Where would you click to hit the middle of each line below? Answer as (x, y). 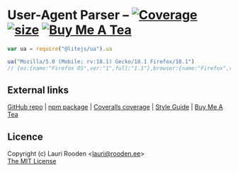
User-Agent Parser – (68, 15)
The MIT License (32, 161)
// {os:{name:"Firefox (41, 68)
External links (38, 90)
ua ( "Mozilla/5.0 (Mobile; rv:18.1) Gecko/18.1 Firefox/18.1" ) (101, 61)
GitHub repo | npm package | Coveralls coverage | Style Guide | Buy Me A (115, 107)
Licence (25, 136)
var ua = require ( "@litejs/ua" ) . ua (60, 49)
